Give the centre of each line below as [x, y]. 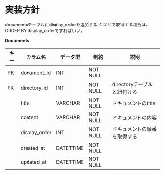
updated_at [33, 162]
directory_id [34, 88]
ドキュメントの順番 [135, 129]
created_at [33, 148]
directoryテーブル [133, 84]
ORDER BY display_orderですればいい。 [45, 30]
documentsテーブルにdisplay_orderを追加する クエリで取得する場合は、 [78, 25]
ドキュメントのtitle [134, 103]
